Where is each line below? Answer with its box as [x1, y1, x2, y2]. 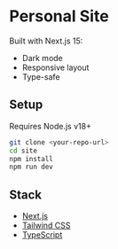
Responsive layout [21, 62, 90, 73]
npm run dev [9, 162, 53, 172]
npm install [9, 154, 53, 163]
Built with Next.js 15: [9, 35, 83, 46]
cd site [9, 146, 38, 155]
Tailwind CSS [21, 220, 71, 231]
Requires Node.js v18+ [9, 121, 91, 131]
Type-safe [21, 71, 60, 82]
